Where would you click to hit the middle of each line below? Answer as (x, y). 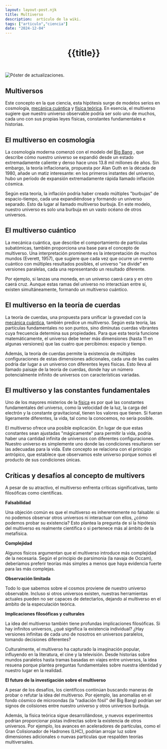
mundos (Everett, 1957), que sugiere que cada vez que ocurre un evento (80, 258)
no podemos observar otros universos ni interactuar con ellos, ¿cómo (77, 517)
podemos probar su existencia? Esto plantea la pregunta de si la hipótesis (81, 523)
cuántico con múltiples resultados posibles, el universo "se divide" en (77, 263)
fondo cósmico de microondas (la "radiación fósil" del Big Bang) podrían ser (83, 700)
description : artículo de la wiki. (43, 19)
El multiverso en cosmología (50, 140)
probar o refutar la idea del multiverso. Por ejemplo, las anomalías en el (78, 695)
